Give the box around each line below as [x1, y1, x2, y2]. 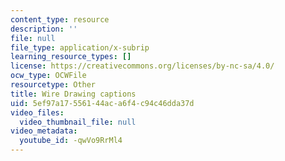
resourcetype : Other [10, 80, 97, 90]
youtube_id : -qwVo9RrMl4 [19, 136, 123, 146]
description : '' [10, 24, 78, 34]
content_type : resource [10, 14, 110, 25]
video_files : [10, 107, 65, 118]
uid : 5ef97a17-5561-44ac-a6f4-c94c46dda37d [10, 98, 195, 108]
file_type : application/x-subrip [10, 42, 150, 53]
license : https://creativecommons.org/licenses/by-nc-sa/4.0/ [10, 61, 275, 71]
